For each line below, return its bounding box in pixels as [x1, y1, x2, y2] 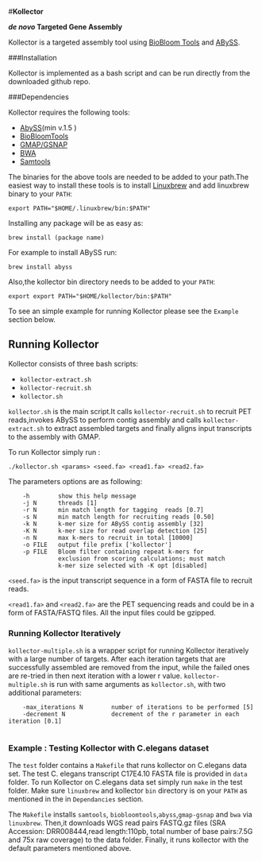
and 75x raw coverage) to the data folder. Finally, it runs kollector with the [8, 835, 249, 845]
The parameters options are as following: [8, 476, 143, 486]
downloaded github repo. [8, 77, 91, 86]
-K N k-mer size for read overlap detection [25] [22, 526, 208, 535]
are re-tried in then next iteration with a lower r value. [8, 671, 183, 681]
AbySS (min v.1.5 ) [19, 123, 77, 132]
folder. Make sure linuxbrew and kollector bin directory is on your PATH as [8, 786, 248, 796]
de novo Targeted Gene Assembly [8, 22, 123, 31]
